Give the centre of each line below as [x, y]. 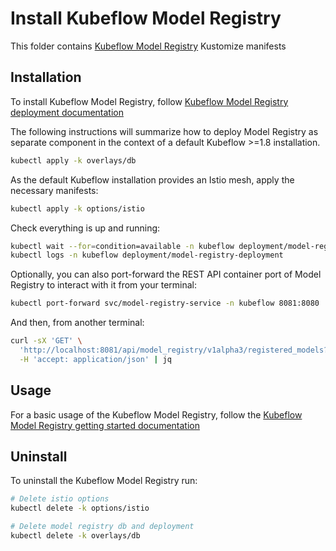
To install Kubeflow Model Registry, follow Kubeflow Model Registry [149, 101]
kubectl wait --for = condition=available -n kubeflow [122, 246]
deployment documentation [67, 112]
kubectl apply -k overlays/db [73, 160]
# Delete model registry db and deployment [102, 527]
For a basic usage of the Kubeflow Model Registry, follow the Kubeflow [156, 414]
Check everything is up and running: [85, 228]
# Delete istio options [60, 499]
